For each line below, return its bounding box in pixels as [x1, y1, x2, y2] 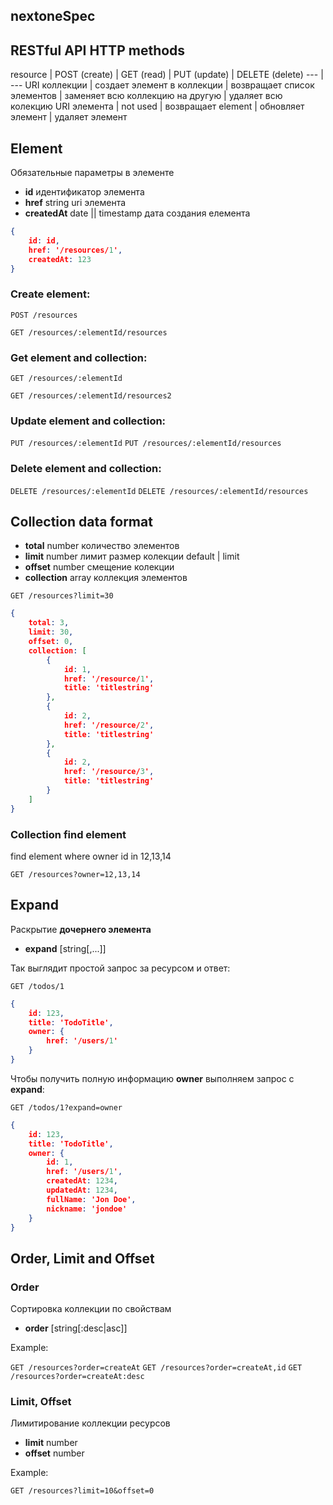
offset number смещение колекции [24, 561, 175, 573]
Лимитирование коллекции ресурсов [10, 1417, 171, 1429]
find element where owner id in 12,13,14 [10, 850, 172, 862]
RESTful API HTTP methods [10, 42, 186, 59]
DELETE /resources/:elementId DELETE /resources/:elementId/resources [10, 486, 309, 496]
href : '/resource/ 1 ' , [63, 674, 155, 684]
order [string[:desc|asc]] [24, 1322, 128, 1334]
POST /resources [10, 310, 78, 320]
